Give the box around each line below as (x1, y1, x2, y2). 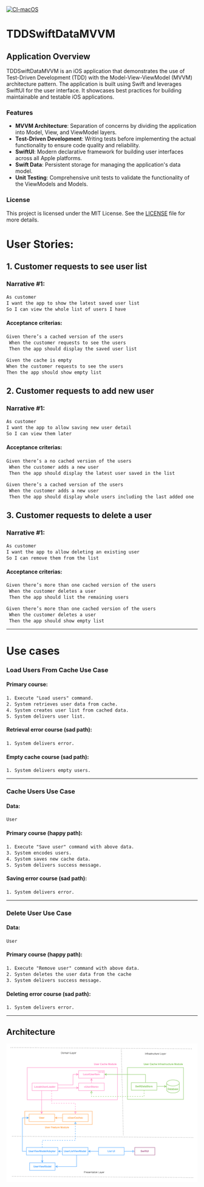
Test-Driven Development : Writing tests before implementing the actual (15, 135, 196, 142)
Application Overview (6, 51, 90, 61)
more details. (6, 216, 39, 223)
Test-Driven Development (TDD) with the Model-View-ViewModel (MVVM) (6, 74, 193, 81)
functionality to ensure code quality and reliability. (15, 142, 141, 149)
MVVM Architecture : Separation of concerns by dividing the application (15, 122, 197, 130)
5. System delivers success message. (6, 862, 102, 868)
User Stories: (6, 237, 74, 251)
